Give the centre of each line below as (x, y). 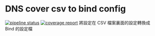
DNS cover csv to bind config (66, 9)
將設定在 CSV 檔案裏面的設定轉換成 (115, 23)
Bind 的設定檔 (19, 29)
